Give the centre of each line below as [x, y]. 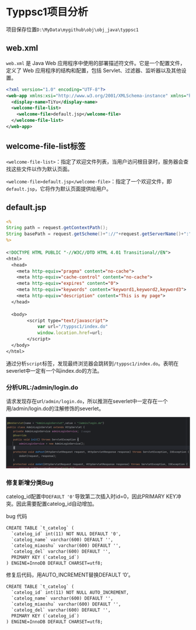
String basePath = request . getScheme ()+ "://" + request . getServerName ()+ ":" [99, 234]
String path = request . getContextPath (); [57, 228]
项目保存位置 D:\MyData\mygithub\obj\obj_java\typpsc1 [72, 29]
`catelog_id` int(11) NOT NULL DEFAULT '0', [66, 534]
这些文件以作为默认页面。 [42, 169]
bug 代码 [17, 516]
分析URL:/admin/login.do [42, 387]
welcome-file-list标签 [46, 146]
